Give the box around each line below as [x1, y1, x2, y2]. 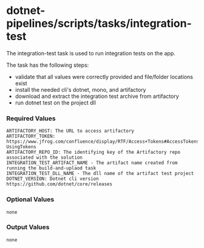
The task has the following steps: [6, 61, 89, 69]
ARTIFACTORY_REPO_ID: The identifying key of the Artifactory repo [6, 150, 181, 156]
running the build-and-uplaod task [6, 165, 97, 171]
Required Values [6, 114, 56, 122]
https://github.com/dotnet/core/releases [6, 181, 113, 187]
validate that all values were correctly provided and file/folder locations [15, 73, 193, 80]
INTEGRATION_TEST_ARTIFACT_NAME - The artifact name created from [6, 160, 178, 166]
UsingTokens [6, 144, 36, 150]
